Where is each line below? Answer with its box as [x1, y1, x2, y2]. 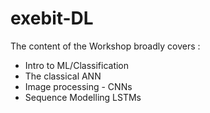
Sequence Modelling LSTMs [24, 91, 142, 103]
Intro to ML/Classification [24, 59, 130, 71]
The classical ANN [24, 70, 102, 82]
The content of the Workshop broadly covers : [10, 40, 201, 52]
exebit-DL [10, 7, 94, 30]
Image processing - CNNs [24, 80, 133, 92]
